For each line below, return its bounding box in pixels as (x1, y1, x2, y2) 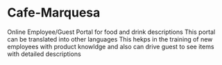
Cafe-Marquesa (7, 5, 101, 21)
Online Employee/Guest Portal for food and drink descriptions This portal (7, 28, 216, 36)
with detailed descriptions (7, 50, 81, 58)
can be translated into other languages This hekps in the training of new (7, 35, 213, 43)
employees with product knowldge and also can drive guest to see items (7, 42, 214, 50)
